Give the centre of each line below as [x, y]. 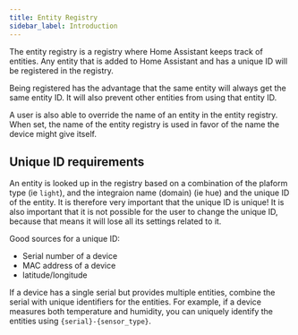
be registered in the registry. [62, 70]
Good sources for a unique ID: [65, 239]
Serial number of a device [70, 256]
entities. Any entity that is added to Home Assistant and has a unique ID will [149, 61]
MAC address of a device [69, 266]
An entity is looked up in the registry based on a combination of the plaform [149, 184]
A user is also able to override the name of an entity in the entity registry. [144, 115]
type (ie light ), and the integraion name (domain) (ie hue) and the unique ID [149, 193]
